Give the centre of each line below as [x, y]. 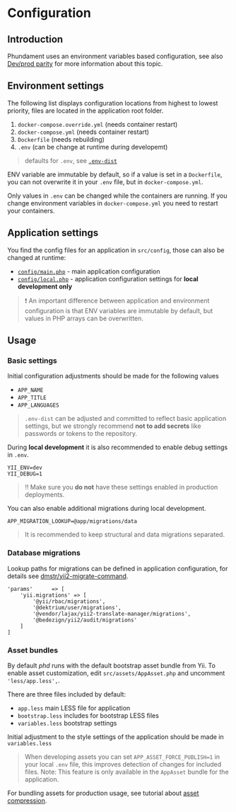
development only [45, 286]
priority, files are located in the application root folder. [85, 111]
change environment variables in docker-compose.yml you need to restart [113, 203]
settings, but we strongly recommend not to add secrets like [113, 426]
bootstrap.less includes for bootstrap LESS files [88, 715]
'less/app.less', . [34, 680]
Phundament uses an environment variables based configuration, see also [115, 56]
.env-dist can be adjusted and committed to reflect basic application [125, 419]
